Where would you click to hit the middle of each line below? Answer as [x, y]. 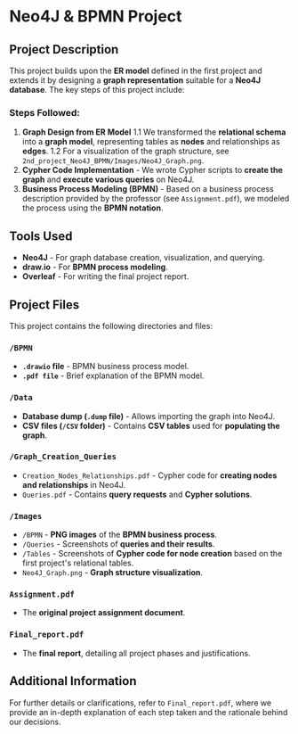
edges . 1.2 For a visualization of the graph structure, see [125, 151]
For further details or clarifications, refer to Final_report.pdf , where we [141, 703]
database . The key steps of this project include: [97, 90]
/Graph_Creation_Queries [63, 457]
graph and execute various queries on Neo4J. [108, 179]
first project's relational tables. [78, 563]
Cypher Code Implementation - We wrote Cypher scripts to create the [152, 170]
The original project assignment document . [104, 613]
